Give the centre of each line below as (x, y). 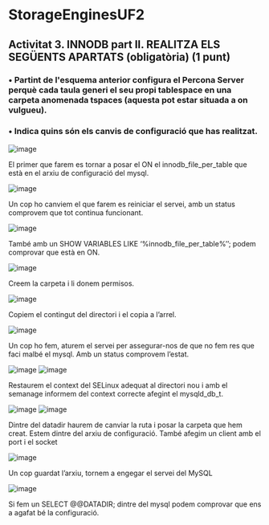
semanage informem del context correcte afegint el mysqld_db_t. (116, 393)
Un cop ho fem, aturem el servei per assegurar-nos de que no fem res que (131, 345)
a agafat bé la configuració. (54, 512)
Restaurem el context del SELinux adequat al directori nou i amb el (118, 385)
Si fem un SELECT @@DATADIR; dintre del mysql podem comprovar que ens (135, 504)
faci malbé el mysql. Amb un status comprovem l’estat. (99, 354)
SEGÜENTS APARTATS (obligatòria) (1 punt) (120, 57)
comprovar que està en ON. (54, 252)
